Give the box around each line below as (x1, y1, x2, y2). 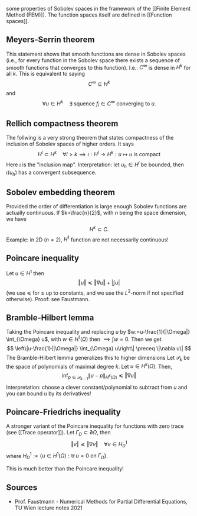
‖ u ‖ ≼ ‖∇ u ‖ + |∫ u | (78, 279, 120, 286)
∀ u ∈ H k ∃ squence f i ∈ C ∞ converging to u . (42, 99, 156, 108)
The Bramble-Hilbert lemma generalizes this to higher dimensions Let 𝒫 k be (6, 354, 190, 363)
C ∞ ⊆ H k (88, 79, 110, 88)
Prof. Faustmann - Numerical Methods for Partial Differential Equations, (14, 498, 188, 505)
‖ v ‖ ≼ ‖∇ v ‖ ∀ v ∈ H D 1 (70, 440, 128, 449)
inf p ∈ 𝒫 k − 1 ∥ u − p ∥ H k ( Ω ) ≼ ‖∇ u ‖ (61, 372, 137, 381)
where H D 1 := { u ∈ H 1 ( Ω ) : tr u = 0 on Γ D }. (6, 451, 108, 461)
